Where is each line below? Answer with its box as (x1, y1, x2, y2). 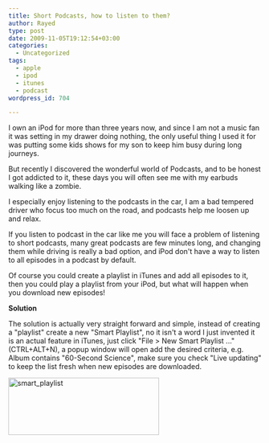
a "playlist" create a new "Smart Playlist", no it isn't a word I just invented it (8, 327, 255, 338)
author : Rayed (8, 19, 56, 27)
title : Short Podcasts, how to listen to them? (8, 11, 171, 20)
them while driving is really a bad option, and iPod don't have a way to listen (8, 247, 260, 256)
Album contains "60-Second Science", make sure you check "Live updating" (8, 353, 262, 363)
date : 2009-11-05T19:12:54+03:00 (8, 34, 120, 43)
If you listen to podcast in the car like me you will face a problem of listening (8, 230, 260, 240)
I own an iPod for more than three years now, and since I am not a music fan (8, 123, 260, 133)
